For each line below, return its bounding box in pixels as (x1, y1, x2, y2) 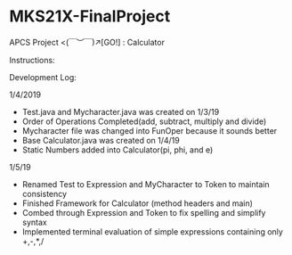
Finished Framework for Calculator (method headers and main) (21, 198, 254, 209)
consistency (21, 188, 68, 199)
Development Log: (9, 71, 77, 82)
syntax (21, 217, 47, 227)
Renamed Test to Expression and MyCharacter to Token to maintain (21, 178, 270, 189)
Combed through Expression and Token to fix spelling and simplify (21, 207, 266, 218)
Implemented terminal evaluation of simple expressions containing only (21, 226, 283, 237)
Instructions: (9, 54, 55, 65)
